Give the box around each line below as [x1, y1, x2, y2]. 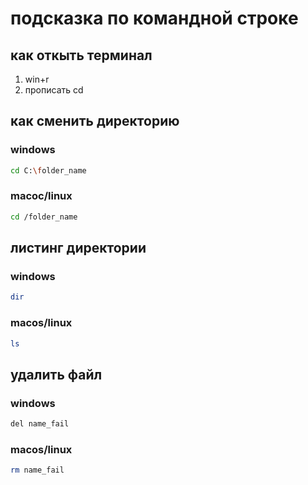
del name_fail [10, 419, 70, 429]
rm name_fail [10, 465, 65, 476]
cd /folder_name [10, 212, 78, 222]
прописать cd [24, 84, 84, 96]
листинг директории [10, 240, 147, 257]
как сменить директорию [10, 113, 180, 130]
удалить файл [10, 366, 103, 383]
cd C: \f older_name [10, 165, 87, 176]
